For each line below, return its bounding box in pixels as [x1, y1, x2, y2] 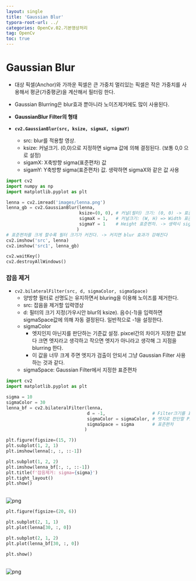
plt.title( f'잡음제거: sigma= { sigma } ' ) [6, 469, 98, 476]
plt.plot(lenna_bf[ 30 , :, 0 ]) [6, 541, 80, 546]
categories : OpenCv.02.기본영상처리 [6, 25, 88, 31]
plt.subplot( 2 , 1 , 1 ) [6, 519, 59, 525]
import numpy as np [6, 183, 54, 189]
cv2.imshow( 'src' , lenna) [6, 238, 69, 243]
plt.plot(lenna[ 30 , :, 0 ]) [6, 525, 72, 531]
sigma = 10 [6, 394, 33, 400]
